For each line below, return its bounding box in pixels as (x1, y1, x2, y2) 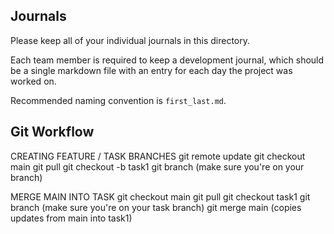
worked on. (10, 75, 57, 87)
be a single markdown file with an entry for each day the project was (10, 64, 293, 76)
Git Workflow (10, 124, 95, 141)
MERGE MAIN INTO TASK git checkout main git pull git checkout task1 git (10, 190, 311, 203)
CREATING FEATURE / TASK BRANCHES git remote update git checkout (10, 150, 306, 162)
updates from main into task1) (10, 212, 133, 224)
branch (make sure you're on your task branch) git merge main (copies (10, 201, 302, 213)
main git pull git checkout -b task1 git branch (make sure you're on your (10, 160, 305, 173)
